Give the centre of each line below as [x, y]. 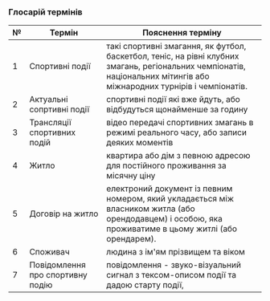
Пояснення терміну [182, 33]
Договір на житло [64, 214]
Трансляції [50, 123]
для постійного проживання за [166, 165]
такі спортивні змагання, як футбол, [176, 47]
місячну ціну [131, 176]
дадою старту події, [145, 285]
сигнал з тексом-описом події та [172, 275]
